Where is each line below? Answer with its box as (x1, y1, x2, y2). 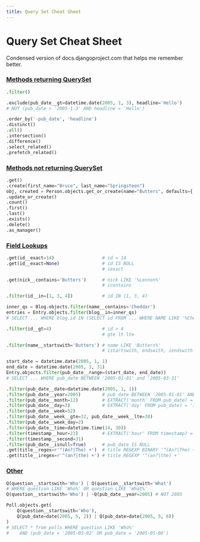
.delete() (6, 222, 31, 228)
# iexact (102, 266, 124, 272)
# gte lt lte (102, 331, 135, 338)
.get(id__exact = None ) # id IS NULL (6, 261, 135, 267)
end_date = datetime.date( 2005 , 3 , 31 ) (6, 364, 105, 370)
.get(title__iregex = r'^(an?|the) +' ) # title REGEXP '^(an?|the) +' (6, 452, 180, 459)
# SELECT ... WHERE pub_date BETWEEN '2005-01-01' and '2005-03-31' (6, 375, 180, 381)
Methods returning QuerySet (6, 75, 92, 84)
